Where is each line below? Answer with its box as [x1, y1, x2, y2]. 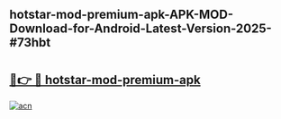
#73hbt [9, 35, 51, 50]
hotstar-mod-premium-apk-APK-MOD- [9, 7, 234, 22]
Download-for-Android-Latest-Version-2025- [9, 21, 272, 37]
